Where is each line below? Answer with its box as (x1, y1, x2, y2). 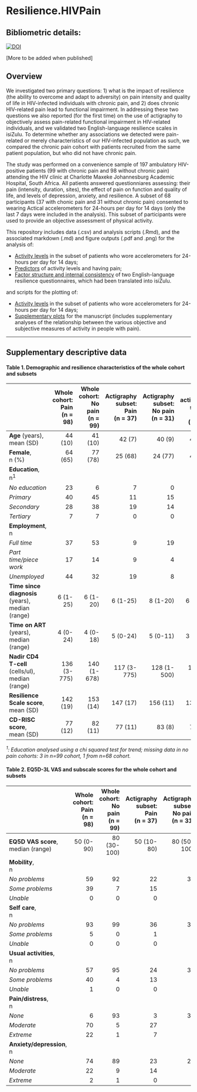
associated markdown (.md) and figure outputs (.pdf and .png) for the (6, 234, 175, 241)
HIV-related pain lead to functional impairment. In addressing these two (6, 106, 179, 113)
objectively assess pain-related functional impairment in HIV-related (6, 118, 171, 125)
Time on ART (9, 621, 46, 629)
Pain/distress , (9, 994, 49, 1003)
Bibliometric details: (6, 28, 81, 38)
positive (6, 167, 25, 174)
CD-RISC (9, 715, 36, 724)
